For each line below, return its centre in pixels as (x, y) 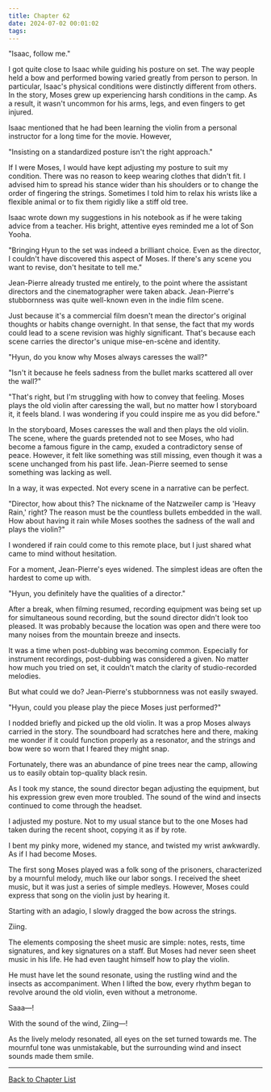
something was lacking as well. (60, 473)
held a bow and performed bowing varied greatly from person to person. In (133, 78)
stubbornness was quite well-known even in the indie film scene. (116, 300)
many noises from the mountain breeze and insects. (95, 635)
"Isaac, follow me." (40, 54)
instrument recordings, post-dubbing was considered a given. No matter (129, 659)
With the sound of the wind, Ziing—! (68, 1023)
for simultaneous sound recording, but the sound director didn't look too (128, 618)
